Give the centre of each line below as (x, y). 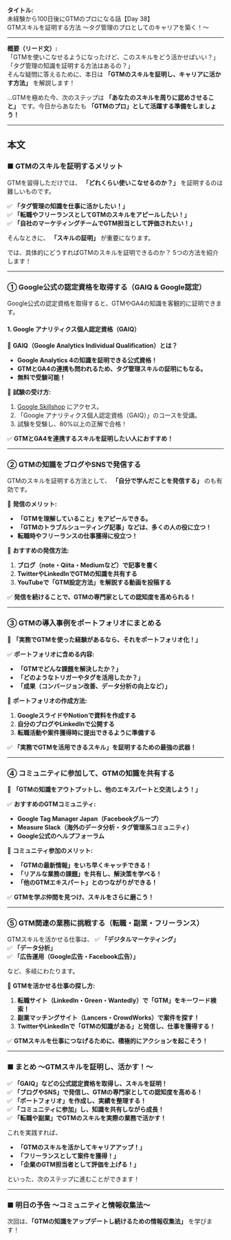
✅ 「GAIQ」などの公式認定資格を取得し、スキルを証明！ (88, 1083)
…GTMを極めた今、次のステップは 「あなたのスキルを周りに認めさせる (108, 97)
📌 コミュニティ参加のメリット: (50, 851)
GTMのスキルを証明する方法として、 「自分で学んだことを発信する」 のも (112, 481)
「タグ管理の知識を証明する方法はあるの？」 (70, 65)
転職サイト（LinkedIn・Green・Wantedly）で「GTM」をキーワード (114, 1000)
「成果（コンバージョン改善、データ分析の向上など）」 (94, 686)
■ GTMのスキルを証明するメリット (65, 166)
